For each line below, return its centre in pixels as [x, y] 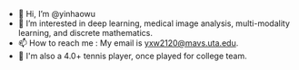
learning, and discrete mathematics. [85, 33]
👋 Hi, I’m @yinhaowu [57, 14]
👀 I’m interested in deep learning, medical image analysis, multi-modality [154, 23]
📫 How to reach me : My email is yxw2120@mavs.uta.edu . [128, 43]
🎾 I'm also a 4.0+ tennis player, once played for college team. [132, 56]
